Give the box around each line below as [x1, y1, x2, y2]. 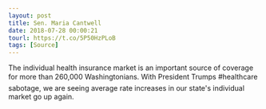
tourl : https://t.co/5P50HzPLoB [8, 33, 116, 42]
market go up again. [8, 92, 74, 102]
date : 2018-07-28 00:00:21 [8, 26, 98, 34]
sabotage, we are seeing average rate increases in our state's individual [8, 84, 245, 93]
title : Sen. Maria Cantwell [8, 19, 102, 27]
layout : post [8, 11, 52, 20]
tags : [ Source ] [8, 41, 59, 49]
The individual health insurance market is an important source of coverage [8, 63, 254, 72]
